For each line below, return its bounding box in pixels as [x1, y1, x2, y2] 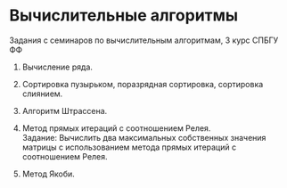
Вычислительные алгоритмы [9, 5, 239, 26]
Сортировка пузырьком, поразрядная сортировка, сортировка [21, 78, 264, 89]
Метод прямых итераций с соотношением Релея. [21, 122, 211, 134]
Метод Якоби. [21, 168, 76, 179]
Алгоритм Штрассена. [21, 105, 108, 116]
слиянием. [21, 88, 63, 99]
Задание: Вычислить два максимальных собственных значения [21, 132, 266, 143]
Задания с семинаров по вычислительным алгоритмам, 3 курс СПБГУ [9, 35, 279, 45]
